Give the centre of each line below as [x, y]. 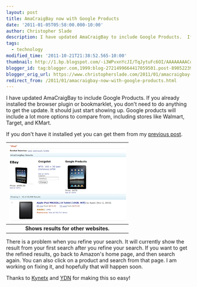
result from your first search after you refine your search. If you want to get [97, 248]
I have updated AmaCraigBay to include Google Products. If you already [93, 98]
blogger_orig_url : [28, 74]
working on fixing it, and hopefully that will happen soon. [75, 266]
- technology [27, 50]
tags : [13, 43]
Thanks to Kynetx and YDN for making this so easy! [68, 278]
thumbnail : [19, 62]
